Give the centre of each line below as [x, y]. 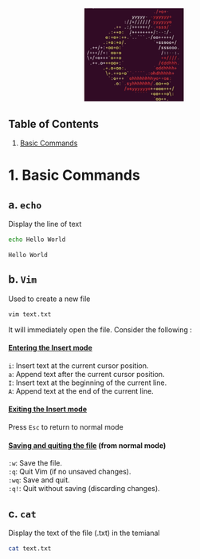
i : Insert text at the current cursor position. [78, 365]
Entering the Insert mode [51, 348]
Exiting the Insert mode [48, 409]
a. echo [25, 205]
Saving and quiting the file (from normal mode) [87, 445]
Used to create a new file [49, 299]
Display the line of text [45, 224]
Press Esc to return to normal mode [66, 426]
